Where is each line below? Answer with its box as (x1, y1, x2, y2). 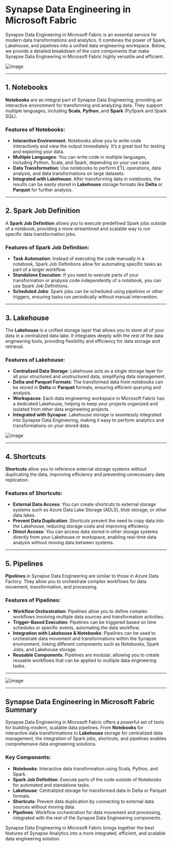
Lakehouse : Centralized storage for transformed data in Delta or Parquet (12, 787, 166, 794)
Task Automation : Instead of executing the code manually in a (12, 255, 145, 262)
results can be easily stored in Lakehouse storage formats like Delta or (12, 181, 163, 188)
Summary (5, 705, 37, 714)
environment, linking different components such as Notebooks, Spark (12, 641, 160, 647)
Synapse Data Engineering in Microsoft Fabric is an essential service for (5, 31, 157, 38)
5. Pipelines (5, 559, 44, 568)
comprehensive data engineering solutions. (5, 741, 97, 747)
